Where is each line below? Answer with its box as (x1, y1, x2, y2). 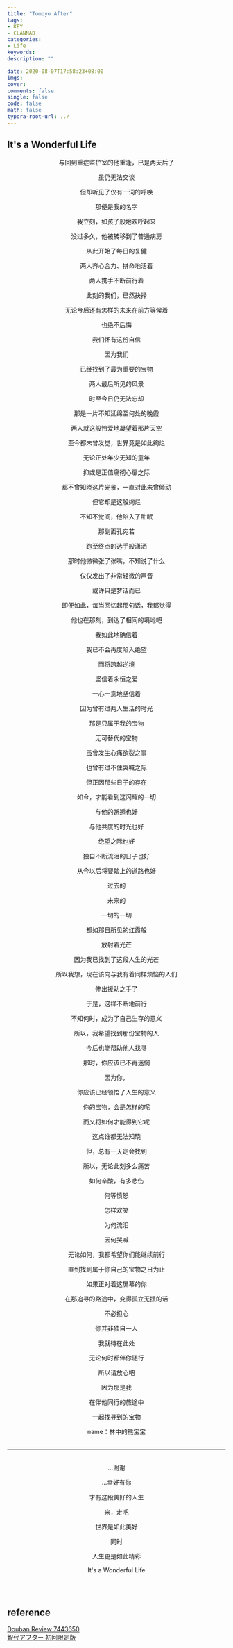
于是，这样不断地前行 (86, 999, 147, 1008)
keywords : (7, 49, 36, 56)
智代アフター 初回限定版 (7, 1633, 76, 1642)
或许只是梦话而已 (92, 586, 141, 594)
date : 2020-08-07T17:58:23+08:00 (7, 67, 104, 75)
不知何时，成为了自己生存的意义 (71, 1014, 162, 1022)
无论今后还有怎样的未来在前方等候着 (64, 306, 169, 314)
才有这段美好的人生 (89, 1492, 144, 1501)
